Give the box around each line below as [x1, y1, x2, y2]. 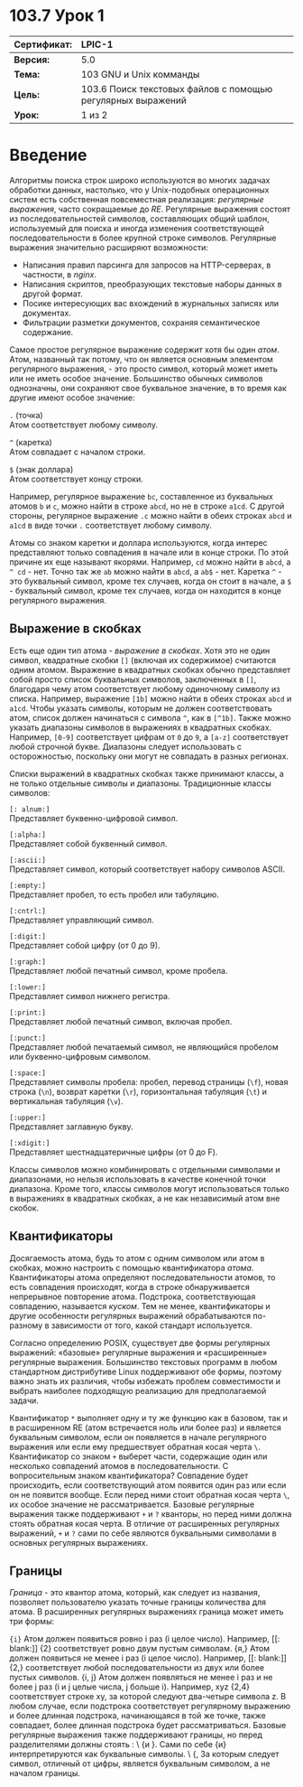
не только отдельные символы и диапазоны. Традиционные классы [9, 778, 272, 789]
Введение [9, 145, 87, 165]
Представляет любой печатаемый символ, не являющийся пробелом [9, 1041, 279, 1053]
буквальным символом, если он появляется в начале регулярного [9, 1431, 268, 1442]
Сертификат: [14, 38, 73, 51]
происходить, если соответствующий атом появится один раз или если [9, 1479, 287, 1491]
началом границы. [9, 1768, 81, 1779]
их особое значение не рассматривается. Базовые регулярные [9, 1499, 255, 1510]
